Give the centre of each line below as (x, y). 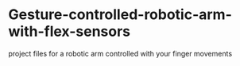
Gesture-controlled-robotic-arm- (120, 15)
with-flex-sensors (70, 31)
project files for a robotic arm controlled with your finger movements (120, 53)
